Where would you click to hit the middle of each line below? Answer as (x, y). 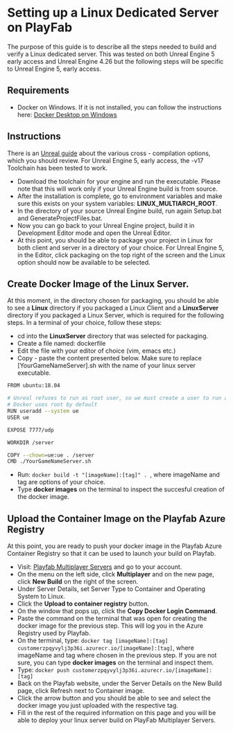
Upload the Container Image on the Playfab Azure (116, 519)
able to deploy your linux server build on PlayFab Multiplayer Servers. (116, 720)
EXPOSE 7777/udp (31, 430)
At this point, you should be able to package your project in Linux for (115, 240)
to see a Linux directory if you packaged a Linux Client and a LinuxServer (113, 308)
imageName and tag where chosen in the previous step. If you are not (117, 655)
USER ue (18, 417)
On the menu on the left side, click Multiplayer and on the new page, (116, 574)
